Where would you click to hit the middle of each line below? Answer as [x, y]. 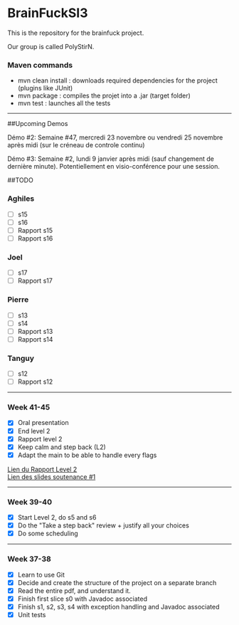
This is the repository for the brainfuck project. [76, 33]
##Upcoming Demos [38, 124]
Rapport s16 [35, 238]
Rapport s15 [35, 230]
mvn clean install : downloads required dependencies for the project [118, 80]
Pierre [18, 300]
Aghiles [21, 199]
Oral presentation [43, 423]
